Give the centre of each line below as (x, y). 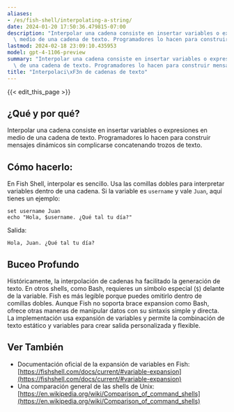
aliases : (20, 14)
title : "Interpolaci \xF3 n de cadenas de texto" (78, 72)
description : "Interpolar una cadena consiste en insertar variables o (113, 33)
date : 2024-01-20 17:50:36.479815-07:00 (67, 26)
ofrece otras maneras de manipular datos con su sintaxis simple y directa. (113, 310)
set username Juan (34, 212)
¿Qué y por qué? (44, 113)
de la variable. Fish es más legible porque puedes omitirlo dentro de (105, 296)
